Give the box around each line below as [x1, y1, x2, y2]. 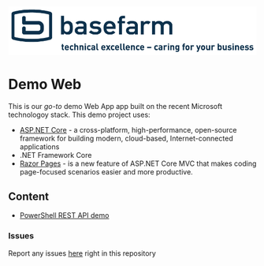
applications [19, 141, 60, 152]
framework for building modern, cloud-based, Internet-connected [19, 133, 234, 143]
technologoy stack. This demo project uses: [8, 110, 151, 119]
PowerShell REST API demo [19, 211, 110, 220]
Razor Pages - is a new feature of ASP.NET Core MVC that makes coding [19, 159, 257, 168]
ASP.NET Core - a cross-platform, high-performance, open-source [19, 125, 237, 134]
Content [8, 190, 50, 204]
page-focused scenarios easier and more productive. [19, 167, 193, 176]
